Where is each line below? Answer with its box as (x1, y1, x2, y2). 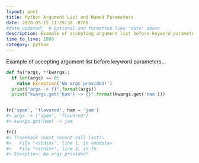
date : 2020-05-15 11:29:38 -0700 (6, 20, 89, 25)
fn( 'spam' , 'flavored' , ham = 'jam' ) (6, 107, 99, 113)
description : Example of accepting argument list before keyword (6, 31, 171, 37)
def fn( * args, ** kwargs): (6, 69, 70, 75)
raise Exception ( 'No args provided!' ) (17, 81, 113, 87)
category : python (6, 42, 49, 48)
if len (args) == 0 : (11, 75, 60, 81)
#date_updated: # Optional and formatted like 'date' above (6, 25, 161, 31)
